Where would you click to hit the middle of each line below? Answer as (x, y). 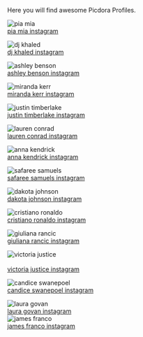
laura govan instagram (39, 311)
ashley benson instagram (44, 73)
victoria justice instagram (44, 269)
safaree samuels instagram (46, 178)
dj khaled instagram (36, 52)
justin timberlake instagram (46, 115)
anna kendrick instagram (43, 157)
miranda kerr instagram (41, 94)
